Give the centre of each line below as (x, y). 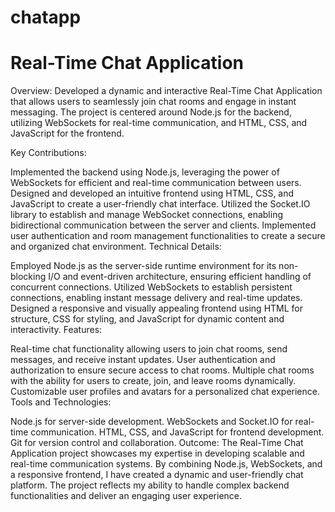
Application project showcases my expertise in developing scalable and (157, 453)
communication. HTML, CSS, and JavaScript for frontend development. (177, 432)
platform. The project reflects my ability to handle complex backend (150, 485)
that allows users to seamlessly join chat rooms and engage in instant (153, 102)
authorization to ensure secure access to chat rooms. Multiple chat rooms (162, 370)
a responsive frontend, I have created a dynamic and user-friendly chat (157, 475)
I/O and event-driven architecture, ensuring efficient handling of (180, 277)
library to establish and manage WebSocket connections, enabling (147, 215)
